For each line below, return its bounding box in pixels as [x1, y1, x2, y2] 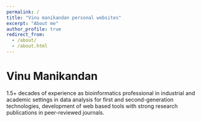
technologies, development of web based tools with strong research [6, 102, 178, 110]
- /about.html [12, 43, 48, 49]
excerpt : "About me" [6, 20, 59, 26]
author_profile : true [6, 26, 62, 32]
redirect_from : [6, 32, 45, 38]
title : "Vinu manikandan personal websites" [6, 15, 122, 21]
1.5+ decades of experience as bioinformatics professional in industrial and [6, 89, 196, 96]
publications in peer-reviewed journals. [6, 109, 105, 116]
